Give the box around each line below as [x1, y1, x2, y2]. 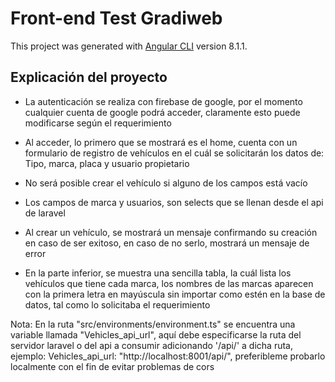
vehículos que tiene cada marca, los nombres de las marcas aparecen [24, 277, 314, 289]
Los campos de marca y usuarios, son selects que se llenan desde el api [24, 196, 324, 208]
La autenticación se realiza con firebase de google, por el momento [24, 95, 303, 107]
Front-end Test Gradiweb [10, 7, 223, 30]
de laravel [24, 207, 66, 219]
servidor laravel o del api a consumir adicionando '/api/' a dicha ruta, [10, 339, 293, 351]
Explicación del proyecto [10, 69, 168, 86]
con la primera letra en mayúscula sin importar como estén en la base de [24, 288, 326, 300]
